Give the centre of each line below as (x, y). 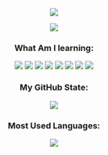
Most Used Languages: (54, 125)
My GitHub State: (54, 87)
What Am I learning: (54, 48)
